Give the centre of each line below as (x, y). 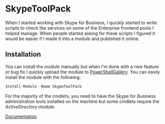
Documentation (21, 116)
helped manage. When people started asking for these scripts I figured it (80, 33)
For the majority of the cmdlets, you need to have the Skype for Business (80, 96)
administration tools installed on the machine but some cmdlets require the (82, 101)
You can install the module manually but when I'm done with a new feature (82, 66)
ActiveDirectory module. (30, 106)
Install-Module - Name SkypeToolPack (43, 86)
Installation (23, 54)
